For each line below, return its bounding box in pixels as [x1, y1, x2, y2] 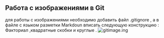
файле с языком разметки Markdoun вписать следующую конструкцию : [5, 22, 160, 28]
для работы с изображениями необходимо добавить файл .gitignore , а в [5, 17, 159, 22]
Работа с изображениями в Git [5, 4, 105, 12]
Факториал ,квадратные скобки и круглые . [5, 27, 97, 33]
